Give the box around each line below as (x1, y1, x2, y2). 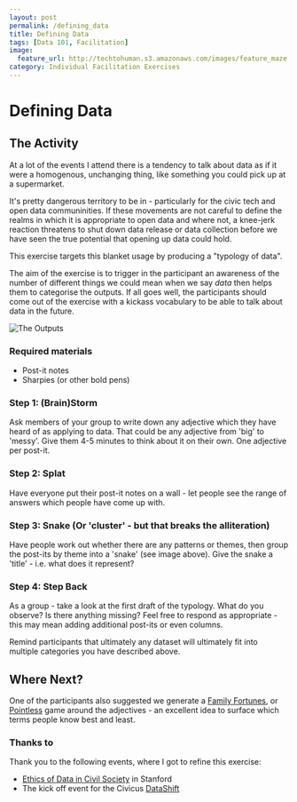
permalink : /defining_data (9, 21, 109, 30)
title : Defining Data (9, 29, 90, 38)
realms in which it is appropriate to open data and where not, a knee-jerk (9, 214, 276, 225)
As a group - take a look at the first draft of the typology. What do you (9, 600, 264, 611)
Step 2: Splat (9, 467, 66, 480)
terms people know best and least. (9, 714, 136, 725)
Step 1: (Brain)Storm (9, 397, 98, 409)
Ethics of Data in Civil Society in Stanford (21, 774, 173, 784)
